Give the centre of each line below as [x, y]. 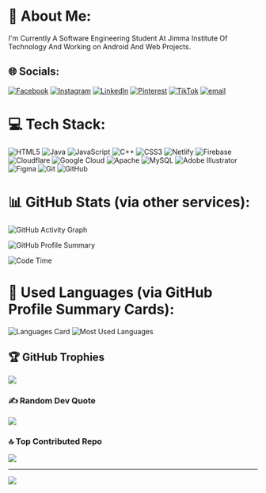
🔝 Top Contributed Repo [55, 441]
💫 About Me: [50, 16]
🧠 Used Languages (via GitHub [110, 292]
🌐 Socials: [34, 72]
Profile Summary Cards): [91, 309]
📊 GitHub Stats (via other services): [129, 202]
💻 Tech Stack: [57, 124]
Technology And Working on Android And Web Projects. [100, 46]
